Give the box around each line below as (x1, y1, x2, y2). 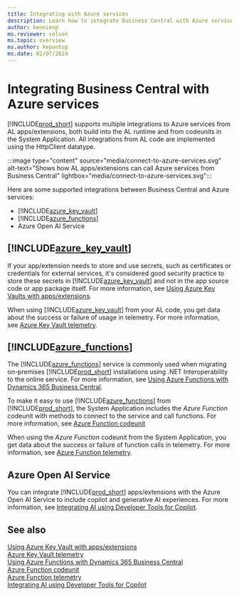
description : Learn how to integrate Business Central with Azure (7, 17, 208, 24)
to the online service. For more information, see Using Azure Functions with (7, 375, 229, 384)
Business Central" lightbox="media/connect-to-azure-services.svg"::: (7, 171, 212, 180)
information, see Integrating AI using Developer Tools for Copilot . (7, 503, 198, 512)
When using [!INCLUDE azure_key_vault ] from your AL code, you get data (7, 305, 221, 314)
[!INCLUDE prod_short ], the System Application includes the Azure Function (7, 404, 228, 413)
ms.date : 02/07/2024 (7, 51, 69, 58)
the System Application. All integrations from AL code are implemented (7, 135, 216, 143)
